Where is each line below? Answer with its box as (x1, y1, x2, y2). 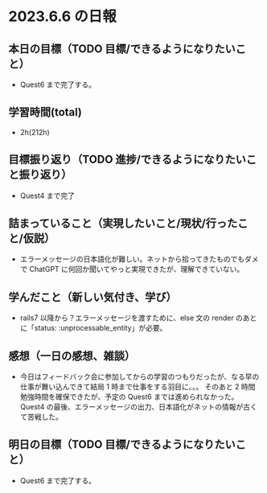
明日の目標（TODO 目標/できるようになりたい (8, 438, 236, 451)
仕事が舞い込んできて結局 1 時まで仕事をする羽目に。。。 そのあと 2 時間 (19, 382, 256, 392)
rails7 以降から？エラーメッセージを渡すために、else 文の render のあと (19, 313, 257, 323)
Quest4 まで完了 (19, 191, 75, 200)
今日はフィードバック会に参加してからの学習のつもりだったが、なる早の (19, 372, 260, 382)
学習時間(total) (8, 105, 82, 119)
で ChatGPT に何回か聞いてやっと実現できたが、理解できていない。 (19, 265, 244, 274)
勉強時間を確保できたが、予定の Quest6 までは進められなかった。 (19, 392, 239, 402)
